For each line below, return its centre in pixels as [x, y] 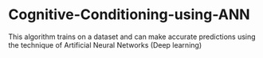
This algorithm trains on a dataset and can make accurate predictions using [132, 37]
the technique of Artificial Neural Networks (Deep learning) [105, 44]
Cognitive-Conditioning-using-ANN [129, 15]
